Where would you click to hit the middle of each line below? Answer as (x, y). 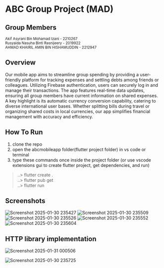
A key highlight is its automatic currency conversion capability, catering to (81, 101)
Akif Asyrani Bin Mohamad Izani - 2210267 (41, 39)
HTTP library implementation (51, 239)
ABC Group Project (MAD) (59, 9)
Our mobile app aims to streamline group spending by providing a (72, 74)
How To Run (24, 132)
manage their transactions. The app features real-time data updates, (75, 90)
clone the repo (27, 144)
